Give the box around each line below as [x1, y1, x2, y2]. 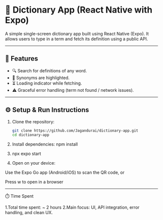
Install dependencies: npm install [12, 141, 78, 147]
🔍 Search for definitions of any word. [12, 68, 87, 73]
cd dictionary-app [12, 133, 49, 137]
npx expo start [12, 151, 41, 157]
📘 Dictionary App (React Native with [5, 4, 153, 16]
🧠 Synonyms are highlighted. [12, 75, 70, 81]
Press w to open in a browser [5, 179, 64, 185]
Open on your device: [12, 160, 56, 166]
